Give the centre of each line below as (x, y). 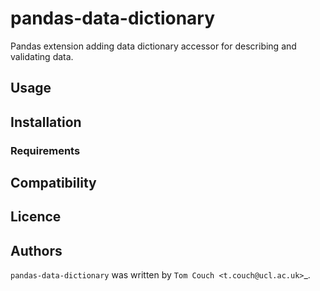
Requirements (45, 150)
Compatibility (53, 183)
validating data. (42, 56)
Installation (46, 122)
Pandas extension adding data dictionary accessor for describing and (153, 46)
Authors (36, 250)
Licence (36, 217)
